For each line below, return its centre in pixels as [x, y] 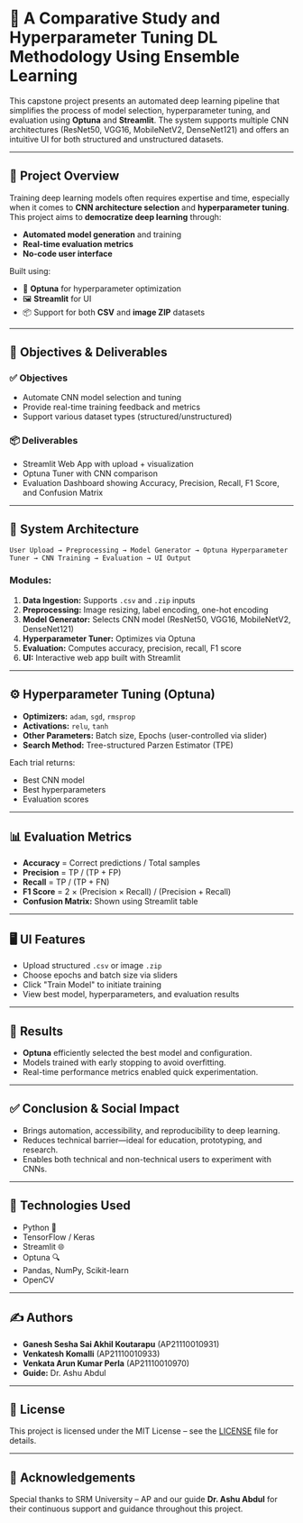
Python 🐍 [39, 1227]
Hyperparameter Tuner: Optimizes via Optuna [109, 638]
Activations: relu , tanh [65, 726]
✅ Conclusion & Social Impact [95, 1109]
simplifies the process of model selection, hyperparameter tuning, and [140, 110]
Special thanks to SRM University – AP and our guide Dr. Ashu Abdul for [143, 1500]
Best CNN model [54, 780]
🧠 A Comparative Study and [115, 18]
